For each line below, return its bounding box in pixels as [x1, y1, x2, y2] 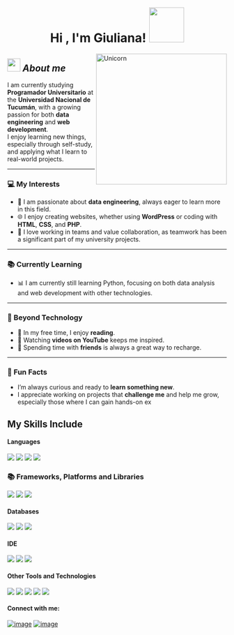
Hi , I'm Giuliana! [49, 30, 146, 46]
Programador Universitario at [7, 88, 94, 96]
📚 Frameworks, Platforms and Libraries [7, 472, 144, 481]
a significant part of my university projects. [17, 235, 141, 244]
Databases [7, 507, 40, 516]
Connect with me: [7, 604, 61, 613]
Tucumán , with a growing [7, 103, 81, 111]
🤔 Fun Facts [7, 367, 47, 377]
